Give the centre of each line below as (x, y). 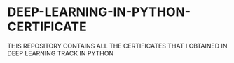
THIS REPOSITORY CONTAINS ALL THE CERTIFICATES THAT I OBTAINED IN (117, 46)
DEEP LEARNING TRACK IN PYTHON (61, 53)
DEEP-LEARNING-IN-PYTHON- (99, 12)
